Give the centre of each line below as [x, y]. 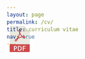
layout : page [25, 15]
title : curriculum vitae [42, 29]
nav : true [21, 37]
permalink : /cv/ [30, 22]
